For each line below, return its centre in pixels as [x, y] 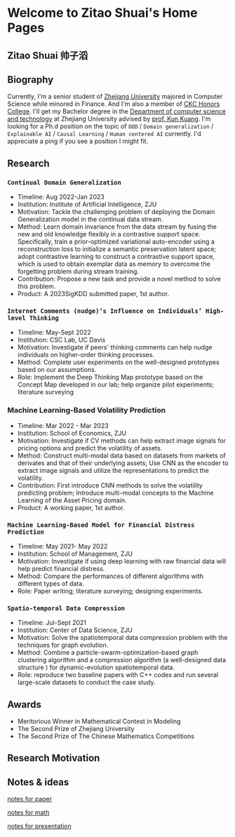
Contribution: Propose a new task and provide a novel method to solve [119, 279]
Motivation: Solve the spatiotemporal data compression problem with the [122, 638]
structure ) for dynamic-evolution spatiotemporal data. [96, 667]
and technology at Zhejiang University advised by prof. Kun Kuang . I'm [109, 119]
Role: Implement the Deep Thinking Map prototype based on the [110, 377]
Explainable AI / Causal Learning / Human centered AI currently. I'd [104, 134]
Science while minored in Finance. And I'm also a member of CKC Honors [114, 104]
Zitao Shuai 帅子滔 [48, 55]
